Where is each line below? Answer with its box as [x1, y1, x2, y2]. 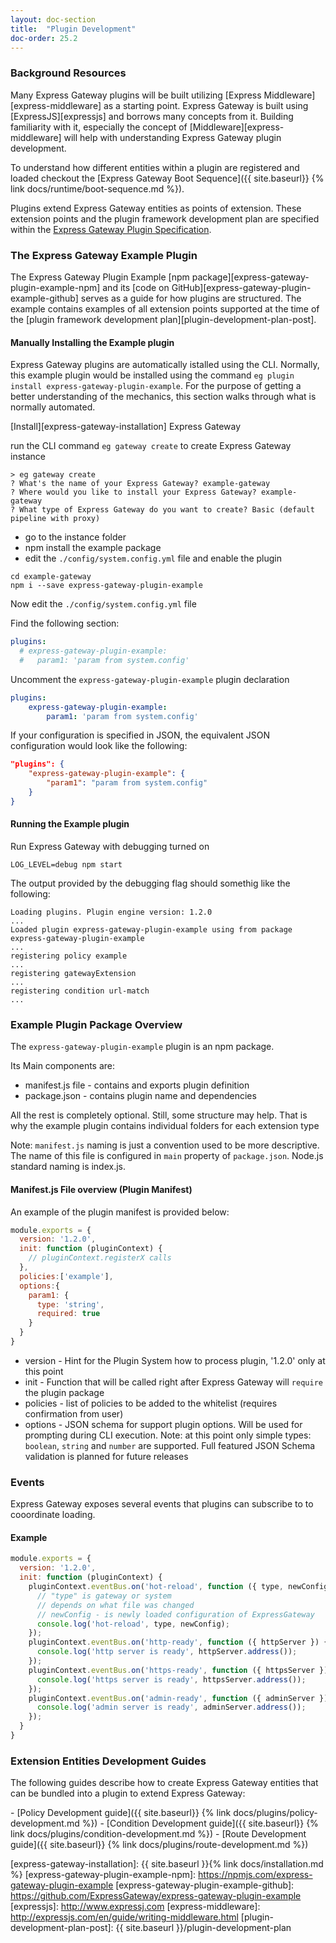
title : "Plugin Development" [10, 24, 137, 34]
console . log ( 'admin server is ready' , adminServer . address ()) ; [36, 1702, 307, 1713]
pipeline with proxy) [10, 514, 101, 524]
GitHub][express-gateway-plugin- [171, 281, 312, 293]
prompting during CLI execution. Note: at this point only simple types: [24, 1429, 312, 1441]
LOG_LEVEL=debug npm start [10, 860, 123, 870]
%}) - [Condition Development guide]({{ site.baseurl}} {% [81, 1817, 319, 1830]
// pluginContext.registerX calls [28, 1253, 172, 1263]
